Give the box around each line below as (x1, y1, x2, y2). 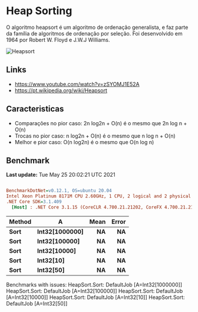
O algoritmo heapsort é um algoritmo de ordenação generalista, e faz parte (6, 24, 189, 31)
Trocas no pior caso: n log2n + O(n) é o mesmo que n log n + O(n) (14, 132, 176, 139)
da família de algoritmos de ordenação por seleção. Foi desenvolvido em (6, 30, 183, 37)
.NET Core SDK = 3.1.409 (6, 199, 62, 205)
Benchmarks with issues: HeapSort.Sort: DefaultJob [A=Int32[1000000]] (6, 281, 183, 288)
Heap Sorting (6, 4, 72, 18)
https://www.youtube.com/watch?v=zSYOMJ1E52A (14, 80, 140, 87)
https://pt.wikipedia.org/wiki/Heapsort (14, 87, 108, 94)
